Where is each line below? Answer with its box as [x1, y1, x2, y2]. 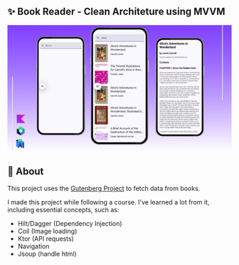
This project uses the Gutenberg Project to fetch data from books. [7, 185, 201, 193]
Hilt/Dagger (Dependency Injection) [17, 219, 122, 228]
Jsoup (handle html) [17, 249, 77, 259]
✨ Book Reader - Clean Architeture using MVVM [7, 6, 225, 18]
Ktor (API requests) [17, 234, 75, 243]
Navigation [17, 242, 50, 251]
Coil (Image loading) [17, 227, 78, 236]
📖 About [7, 165, 44, 177]
